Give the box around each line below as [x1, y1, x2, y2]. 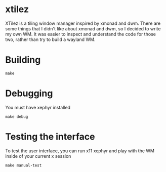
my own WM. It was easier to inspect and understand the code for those [5, 31, 156, 37]
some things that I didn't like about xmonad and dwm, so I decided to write [5, 25, 161, 31]
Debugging [5, 88, 53, 99]
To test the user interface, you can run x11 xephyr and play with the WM [5, 148, 154, 154]
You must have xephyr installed [5, 104, 71, 110]
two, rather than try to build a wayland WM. [5, 36, 96, 42]
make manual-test [5, 163, 42, 168]
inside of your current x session [5, 153, 71, 159]
